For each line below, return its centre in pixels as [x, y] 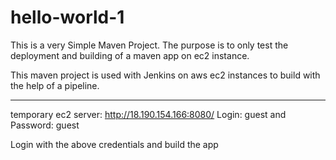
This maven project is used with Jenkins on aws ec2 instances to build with [165, 75]
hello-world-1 [67, 17]
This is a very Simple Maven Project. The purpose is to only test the [149, 45]
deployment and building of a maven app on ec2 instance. [130, 55]
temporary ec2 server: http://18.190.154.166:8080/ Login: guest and [148, 114]
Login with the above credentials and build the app [114, 144]
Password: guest [45, 125]
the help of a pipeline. [55, 85]
